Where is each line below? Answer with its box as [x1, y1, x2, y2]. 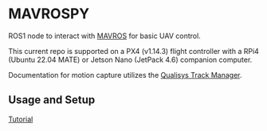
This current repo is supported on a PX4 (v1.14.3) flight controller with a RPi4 [8, 46, 259, 56]
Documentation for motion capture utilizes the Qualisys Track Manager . [8, 70, 242, 79]
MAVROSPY [8, 5, 90, 23]
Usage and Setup [8, 93, 96, 107]
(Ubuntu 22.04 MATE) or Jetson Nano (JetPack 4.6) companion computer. [8, 55, 253, 64]
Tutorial [8, 114, 33, 124]
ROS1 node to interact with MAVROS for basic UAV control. [8, 31, 201, 40]
